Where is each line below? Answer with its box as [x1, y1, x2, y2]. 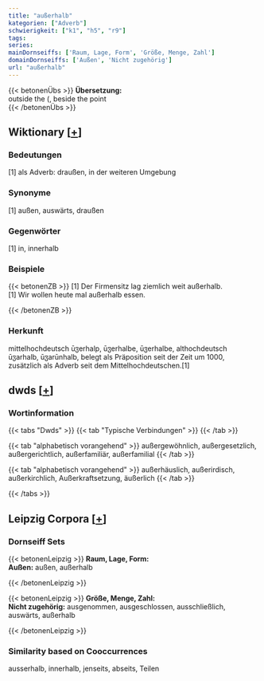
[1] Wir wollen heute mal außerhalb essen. [8, 290, 146, 300]
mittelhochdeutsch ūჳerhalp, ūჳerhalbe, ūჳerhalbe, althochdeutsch [8, 344, 228, 353]
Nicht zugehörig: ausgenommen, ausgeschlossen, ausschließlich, [8, 602, 226, 611]
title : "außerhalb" [8, 11, 73, 20]
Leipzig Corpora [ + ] [8, 512, 107, 526]
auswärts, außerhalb [8, 611, 76, 620]
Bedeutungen [8, 149, 62, 160]
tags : [8, 33, 26, 42]
